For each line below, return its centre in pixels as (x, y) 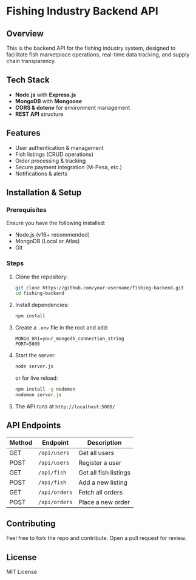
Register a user (100, 462)
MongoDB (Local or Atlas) (47, 241)
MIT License (22, 572)
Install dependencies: (42, 305)
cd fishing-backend (40, 293)
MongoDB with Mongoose (49, 101)
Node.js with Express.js (46, 95)
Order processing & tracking (50, 160)
